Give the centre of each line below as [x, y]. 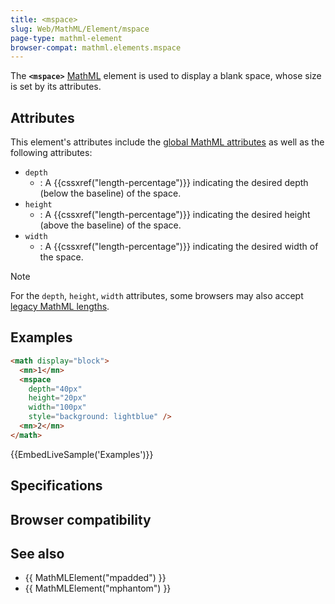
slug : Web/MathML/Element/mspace [80, 29]
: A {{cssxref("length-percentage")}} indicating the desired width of [179, 247]
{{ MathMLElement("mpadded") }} [95, 578]
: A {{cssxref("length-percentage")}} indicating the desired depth [174, 183]
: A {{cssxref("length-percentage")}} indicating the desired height [175, 215]
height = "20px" [57, 398]
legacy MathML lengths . [60, 307]
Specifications [56, 486]
